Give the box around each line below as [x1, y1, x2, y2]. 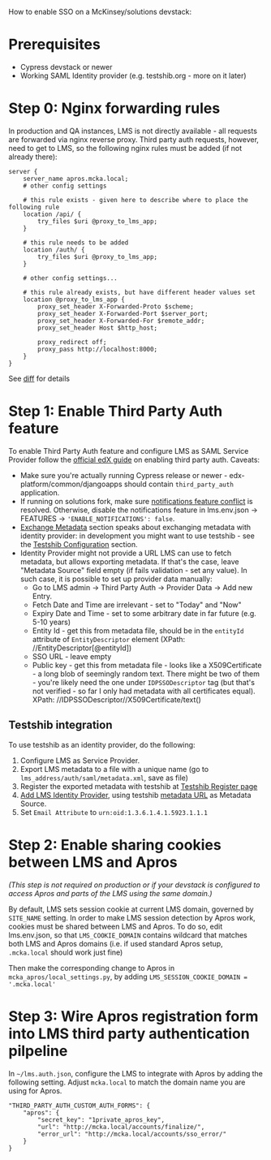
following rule [8, 203, 60, 211]
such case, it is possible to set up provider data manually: [19, 574, 213, 584]
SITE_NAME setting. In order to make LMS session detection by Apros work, [8, 912, 256, 922]
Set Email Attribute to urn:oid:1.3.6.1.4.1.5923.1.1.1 [19, 807, 209, 817]
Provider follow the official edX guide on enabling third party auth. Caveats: [8, 455, 260, 464]
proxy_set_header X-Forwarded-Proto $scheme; [37, 302, 195, 311]
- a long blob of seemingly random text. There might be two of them [32, 669, 260, 679]
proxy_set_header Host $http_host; [37, 324, 158, 332]
